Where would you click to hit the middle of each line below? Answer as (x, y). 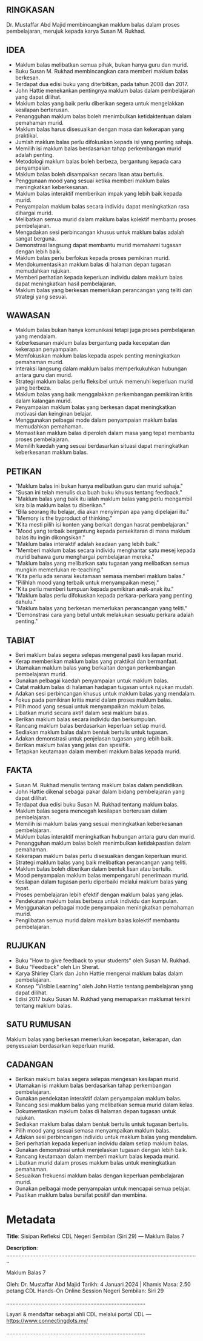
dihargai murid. (34, 213)
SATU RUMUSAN (39, 1024)
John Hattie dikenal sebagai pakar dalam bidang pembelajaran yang (100, 791)
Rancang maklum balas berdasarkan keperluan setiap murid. (91, 726)
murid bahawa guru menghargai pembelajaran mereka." (85, 557)
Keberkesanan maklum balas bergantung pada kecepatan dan (92, 343)
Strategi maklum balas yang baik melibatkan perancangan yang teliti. (101, 862)
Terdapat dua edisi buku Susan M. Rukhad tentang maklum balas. (97, 804)
